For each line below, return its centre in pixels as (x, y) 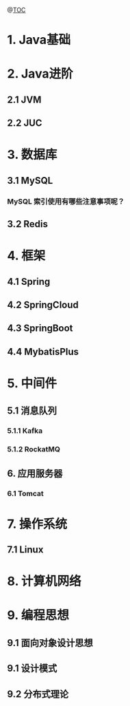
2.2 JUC (25, 123)
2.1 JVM (24, 99)
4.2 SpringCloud (43, 305)
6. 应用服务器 (35, 473)
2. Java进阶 (40, 74)
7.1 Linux (25, 550)
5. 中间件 (32, 383)
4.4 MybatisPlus (43, 351)
